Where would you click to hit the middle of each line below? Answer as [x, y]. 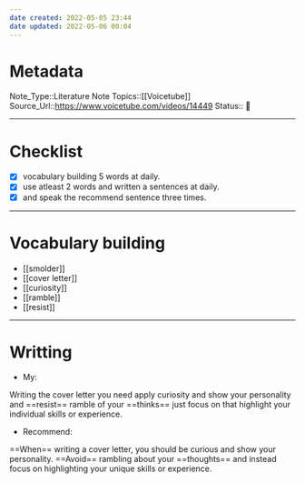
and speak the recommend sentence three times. [114, 197]
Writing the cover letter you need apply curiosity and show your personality [151, 395]
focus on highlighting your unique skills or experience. [111, 468]
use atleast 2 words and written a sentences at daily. [121, 186]
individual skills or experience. [66, 414]
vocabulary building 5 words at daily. [91, 176]
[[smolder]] [44, 268]
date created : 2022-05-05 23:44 [70, 18]
